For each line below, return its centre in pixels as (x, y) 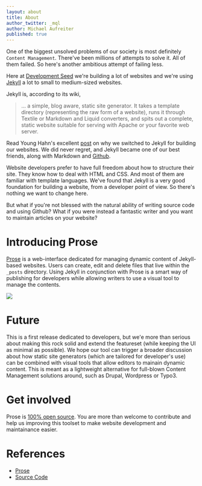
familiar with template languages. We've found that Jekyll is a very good (96, 181)
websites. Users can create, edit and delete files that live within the (106, 266)
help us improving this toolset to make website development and (86, 423)
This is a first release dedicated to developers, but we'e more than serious (99, 337)
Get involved (39, 400)
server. (30, 132)
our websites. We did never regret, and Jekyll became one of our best (93, 150)
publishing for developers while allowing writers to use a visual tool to (93, 278)
